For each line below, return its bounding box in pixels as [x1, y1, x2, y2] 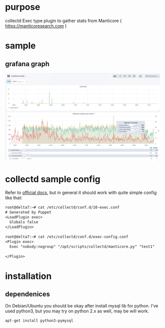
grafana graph [5, 59, 50, 68]
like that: [5, 195, 23, 201]
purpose [5, 1, 40, 13]
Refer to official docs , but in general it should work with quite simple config [5, 190, 157, 195]
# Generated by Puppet [5, 210, 52, 215]
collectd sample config [5, 173, 101, 185]
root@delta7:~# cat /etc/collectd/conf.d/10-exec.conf [5, 205, 120, 210]
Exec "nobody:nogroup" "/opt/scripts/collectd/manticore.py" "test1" [9, 245, 155, 249]
